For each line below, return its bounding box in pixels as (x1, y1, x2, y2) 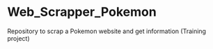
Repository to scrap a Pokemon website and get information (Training (7, 27, 207, 35)
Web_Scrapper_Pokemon (7, 4, 157, 20)
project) (7, 34, 30, 42)
